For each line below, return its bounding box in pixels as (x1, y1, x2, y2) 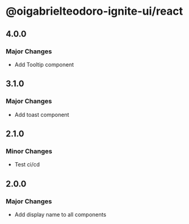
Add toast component (14, 111, 70, 118)
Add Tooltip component (14, 61, 74, 68)
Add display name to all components (14, 211, 107, 218)
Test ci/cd (14, 161, 40, 168)
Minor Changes (5, 147, 52, 155)
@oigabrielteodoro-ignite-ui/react (5, 4, 184, 18)
